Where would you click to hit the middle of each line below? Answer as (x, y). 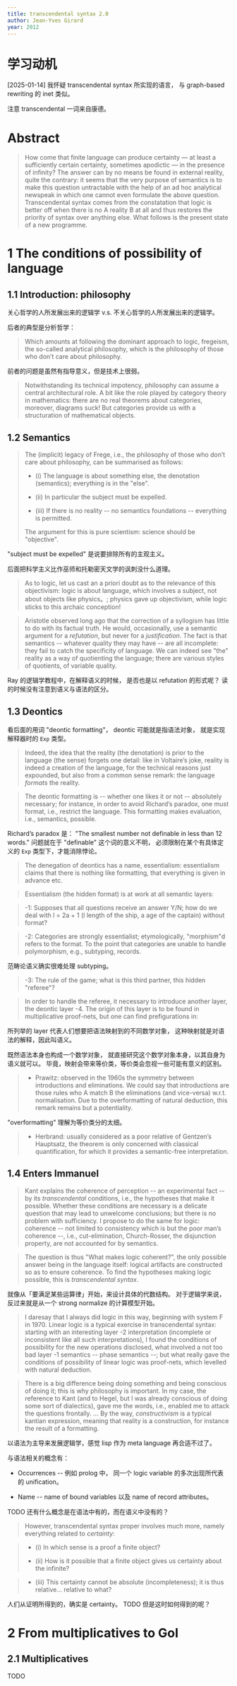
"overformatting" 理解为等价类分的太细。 (67, 1122)
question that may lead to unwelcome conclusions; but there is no (120, 1213)
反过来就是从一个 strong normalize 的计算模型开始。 (83, 1303)
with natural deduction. (58, 1369)
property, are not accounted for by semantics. (91, 1243)
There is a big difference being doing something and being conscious (126, 1383)
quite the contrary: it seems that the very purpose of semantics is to (123, 180)
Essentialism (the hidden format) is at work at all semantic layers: (119, 894)
